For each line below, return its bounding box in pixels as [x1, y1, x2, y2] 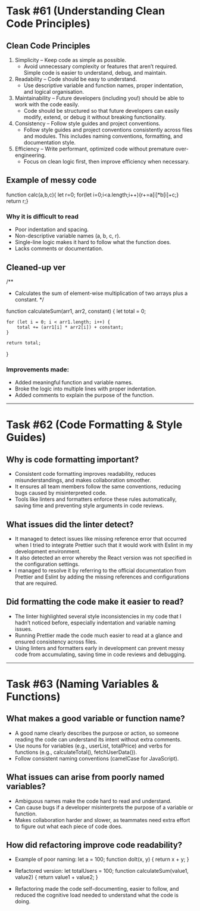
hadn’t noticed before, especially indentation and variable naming [14, 619, 176, 626]
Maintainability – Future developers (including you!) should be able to [14, 94, 185, 101]
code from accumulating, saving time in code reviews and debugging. [14, 651, 186, 658]
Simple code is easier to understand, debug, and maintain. [23, 69, 167, 76]
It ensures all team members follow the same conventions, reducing [14, 483, 182, 490]
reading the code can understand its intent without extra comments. [14, 735, 182, 743]
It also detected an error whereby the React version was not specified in [14, 554, 192, 562]
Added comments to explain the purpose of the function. [14, 392, 154, 399]
